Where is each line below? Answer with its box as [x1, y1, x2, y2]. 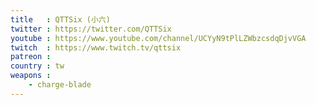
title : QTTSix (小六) [10, 14, 111, 25]
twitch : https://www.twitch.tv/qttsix [10, 42, 182, 53]
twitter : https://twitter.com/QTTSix [10, 24, 172, 34]
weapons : [10, 71, 52, 81]
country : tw [10, 61, 65, 71]
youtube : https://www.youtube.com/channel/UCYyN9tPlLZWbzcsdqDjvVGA [10, 33, 307, 43]
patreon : [10, 52, 52, 62]
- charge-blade [28, 80, 92, 90]
